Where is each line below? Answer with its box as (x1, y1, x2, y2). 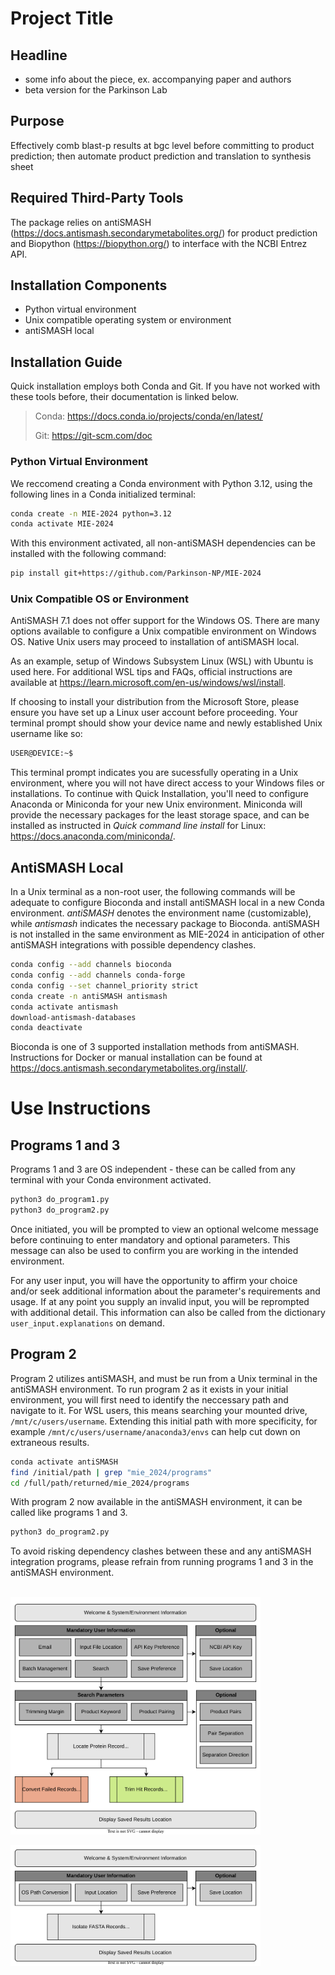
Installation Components (10, 277, 168, 294)
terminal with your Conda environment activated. (10, 1174, 212, 1186)
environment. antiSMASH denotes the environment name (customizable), (10, 907, 312, 919)
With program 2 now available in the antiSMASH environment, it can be (10, 1496, 303, 1508)
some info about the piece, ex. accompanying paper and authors (24, 73, 292, 85)
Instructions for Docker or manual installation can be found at (10, 1052, 263, 1064)
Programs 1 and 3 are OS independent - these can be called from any (10, 1163, 296, 1176)
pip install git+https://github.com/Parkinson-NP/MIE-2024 (10, 568, 262, 579)
